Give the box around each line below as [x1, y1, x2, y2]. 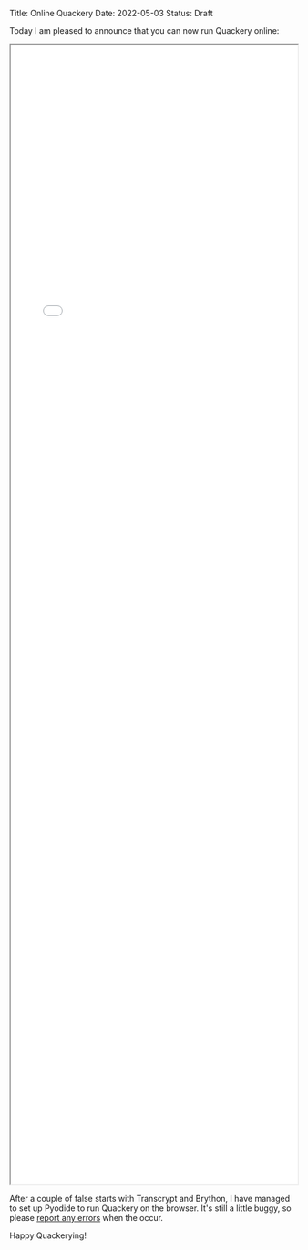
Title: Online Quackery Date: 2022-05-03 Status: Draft [9, 8, 213, 18]
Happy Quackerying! [9, 1230, 87, 1241]
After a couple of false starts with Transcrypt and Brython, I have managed [9, 1193, 290, 1204]
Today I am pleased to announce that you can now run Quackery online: [9, 26, 280, 36]
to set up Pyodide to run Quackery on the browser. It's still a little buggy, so [9, 1203, 292, 1214]
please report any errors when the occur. [9, 1213, 164, 1223]
